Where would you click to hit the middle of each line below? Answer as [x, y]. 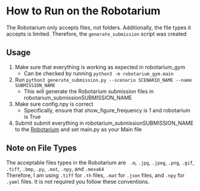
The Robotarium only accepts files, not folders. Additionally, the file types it [99, 27]
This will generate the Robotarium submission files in [89, 91]
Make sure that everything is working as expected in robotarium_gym [100, 67]
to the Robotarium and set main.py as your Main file [78, 129]
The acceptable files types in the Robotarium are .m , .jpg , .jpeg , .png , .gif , [100, 162]
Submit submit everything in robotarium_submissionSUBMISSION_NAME [104, 123]
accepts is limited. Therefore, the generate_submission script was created [96, 33]
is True [32, 116]
